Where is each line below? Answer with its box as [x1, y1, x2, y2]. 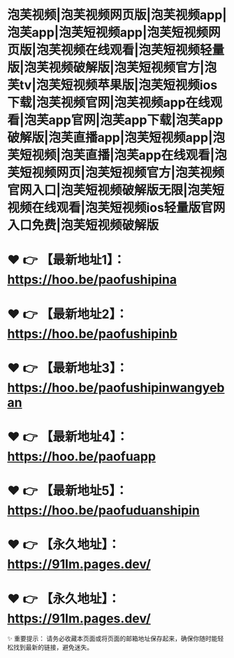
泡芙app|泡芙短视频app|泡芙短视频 [7, 25, 208, 41]
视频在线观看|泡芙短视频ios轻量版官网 [7, 200, 226, 216]
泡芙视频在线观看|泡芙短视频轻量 [36, 42, 225, 58]
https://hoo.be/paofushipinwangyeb [7, 380, 225, 395]
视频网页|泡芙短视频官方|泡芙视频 [31, 165, 225, 181]
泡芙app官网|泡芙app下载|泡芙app [24, 112, 224, 128]
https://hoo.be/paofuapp [7, 448, 156, 464]
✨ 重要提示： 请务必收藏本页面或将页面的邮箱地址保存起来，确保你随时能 [7, 634, 218, 643]
